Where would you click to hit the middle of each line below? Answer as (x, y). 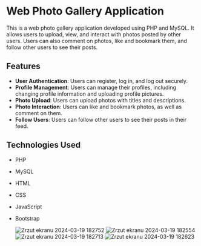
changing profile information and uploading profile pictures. (89, 94)
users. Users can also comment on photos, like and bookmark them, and (97, 41)
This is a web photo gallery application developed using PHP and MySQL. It (100, 28)
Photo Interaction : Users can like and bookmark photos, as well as (98, 107)
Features (23, 66)
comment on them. (38, 113)
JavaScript (28, 207)
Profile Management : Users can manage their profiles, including (96, 87)
